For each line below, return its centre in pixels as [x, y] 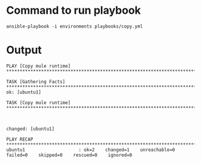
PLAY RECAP [20, 139]
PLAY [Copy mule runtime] [38, 66]
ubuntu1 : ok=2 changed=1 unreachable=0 [91, 150]
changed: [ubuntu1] [31, 129]
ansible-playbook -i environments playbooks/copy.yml [75, 26]
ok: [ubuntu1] [24, 92]
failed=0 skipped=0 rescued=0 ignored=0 [69, 155]
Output [24, 50]
